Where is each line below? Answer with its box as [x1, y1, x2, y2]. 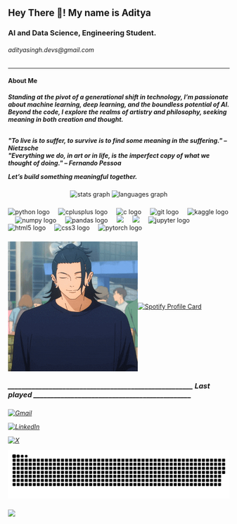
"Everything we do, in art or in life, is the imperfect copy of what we [8, 151, 210, 159]
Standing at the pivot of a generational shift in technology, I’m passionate [8, 92, 229, 101]
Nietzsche [8, 144, 39, 152]
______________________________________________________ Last [8, 381, 210, 391]
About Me [8, 77, 38, 85]
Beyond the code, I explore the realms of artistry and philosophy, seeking [8, 107, 227, 116]
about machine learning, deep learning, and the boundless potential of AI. [8, 100, 229, 108]
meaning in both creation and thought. [8, 115, 124, 123]
